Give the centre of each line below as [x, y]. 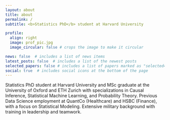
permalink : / [19, 19]
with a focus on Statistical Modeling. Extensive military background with [80, 106]
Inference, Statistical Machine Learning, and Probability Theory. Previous [81, 96]
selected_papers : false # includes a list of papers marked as [73, 66]
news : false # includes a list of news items [55, 56]
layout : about [20, 10]
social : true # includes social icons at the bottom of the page [77, 71]
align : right [24, 38]
